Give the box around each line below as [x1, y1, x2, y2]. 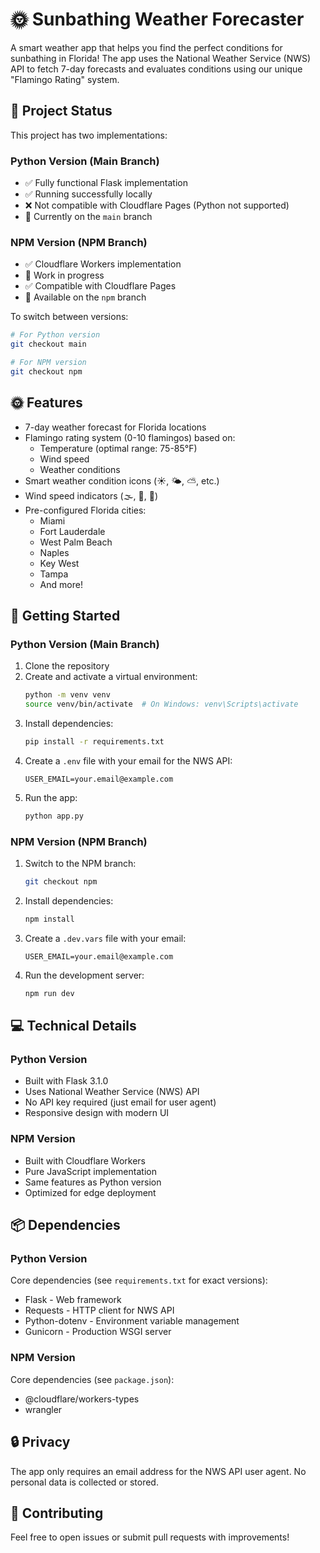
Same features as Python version [24, 1176, 162, 1188]
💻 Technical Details [10, 1018, 137, 1035]
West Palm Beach [39, 536, 113, 548]
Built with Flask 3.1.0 [24, 1075, 109, 1087]
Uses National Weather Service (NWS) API [24, 1086, 200, 1098]
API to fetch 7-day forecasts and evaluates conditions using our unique [10, 63, 303, 75]
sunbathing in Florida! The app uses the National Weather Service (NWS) [10, 52, 312, 64]
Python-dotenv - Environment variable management [24, 1315, 240, 1327]
